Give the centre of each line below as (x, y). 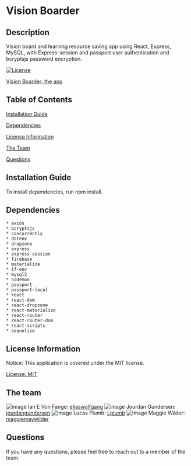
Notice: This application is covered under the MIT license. (75, 363)
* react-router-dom (30, 321)
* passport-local (27, 290)
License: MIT (22, 374)
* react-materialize (31, 310)
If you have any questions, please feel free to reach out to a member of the (96, 451)
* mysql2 (17, 275)
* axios (15, 223)
